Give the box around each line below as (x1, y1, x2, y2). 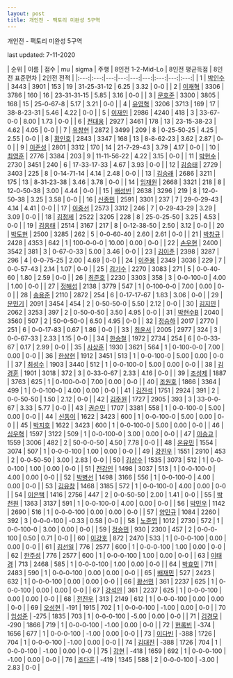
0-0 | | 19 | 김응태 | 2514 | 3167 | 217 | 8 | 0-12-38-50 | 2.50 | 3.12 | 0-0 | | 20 (7, 221, 225, 229)
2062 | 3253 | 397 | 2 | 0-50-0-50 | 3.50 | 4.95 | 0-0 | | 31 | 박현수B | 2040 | (7, 308, 224, 316)
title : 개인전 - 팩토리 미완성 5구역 (7, 17, 101, 24)
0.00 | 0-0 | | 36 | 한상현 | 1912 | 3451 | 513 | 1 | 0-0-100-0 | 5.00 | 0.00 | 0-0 (7, 352, 224, 360)
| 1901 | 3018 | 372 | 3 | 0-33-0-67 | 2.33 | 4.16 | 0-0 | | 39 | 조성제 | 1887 (19, 369, 227, 377)
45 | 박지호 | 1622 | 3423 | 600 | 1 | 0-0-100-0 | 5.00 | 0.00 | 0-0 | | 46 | (19, 421, 224, 429)
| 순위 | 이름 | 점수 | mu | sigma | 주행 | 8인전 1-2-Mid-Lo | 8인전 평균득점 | (7, 65, 212, 73)
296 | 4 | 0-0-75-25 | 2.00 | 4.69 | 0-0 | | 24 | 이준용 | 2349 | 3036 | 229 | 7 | (7, 256, 226, 264)
